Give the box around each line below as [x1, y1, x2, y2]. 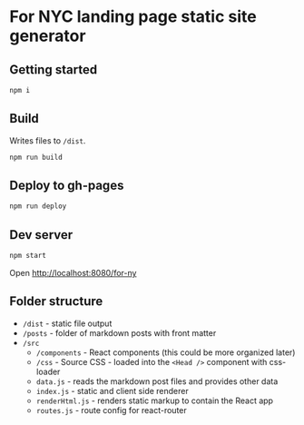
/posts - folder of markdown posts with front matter [22, 327, 217, 338]
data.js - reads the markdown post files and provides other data [35, 375, 279, 387]
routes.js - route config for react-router [35, 404, 188, 415]
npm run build [9, 153, 64, 162]
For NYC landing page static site [9, 6, 257, 27]
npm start [9, 252, 47, 261]
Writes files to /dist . [9, 134, 86, 146]
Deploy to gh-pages [9, 177, 124, 193]
